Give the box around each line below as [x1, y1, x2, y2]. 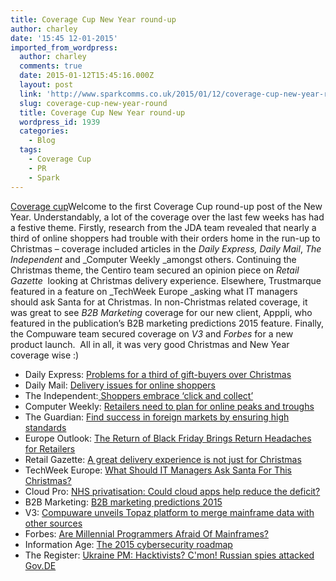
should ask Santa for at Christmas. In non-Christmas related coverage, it [10, 296, 308, 308]
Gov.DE [24, 559, 57, 571]
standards [24, 421, 67, 433]
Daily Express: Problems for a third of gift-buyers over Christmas [24, 368, 292, 380]
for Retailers [24, 442, 76, 455]
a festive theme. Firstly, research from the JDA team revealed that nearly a [10, 221, 317, 233]
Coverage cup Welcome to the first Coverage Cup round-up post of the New [10, 200, 323, 212]
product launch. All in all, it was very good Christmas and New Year [10, 338, 290, 350]
